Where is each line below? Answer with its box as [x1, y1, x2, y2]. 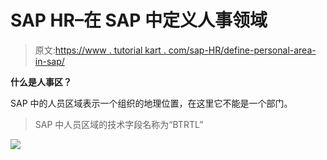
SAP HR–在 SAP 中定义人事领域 [10, 9, 268, 32]
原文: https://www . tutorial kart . [34, 44, 167, 56]
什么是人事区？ [10, 76, 72, 88]
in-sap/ [34, 55, 65, 67]
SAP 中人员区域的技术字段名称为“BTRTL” [34, 118, 204, 130]
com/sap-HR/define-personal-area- [168, 44, 317, 56]
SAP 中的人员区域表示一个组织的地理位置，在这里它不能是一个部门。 [10, 97, 293, 109]
